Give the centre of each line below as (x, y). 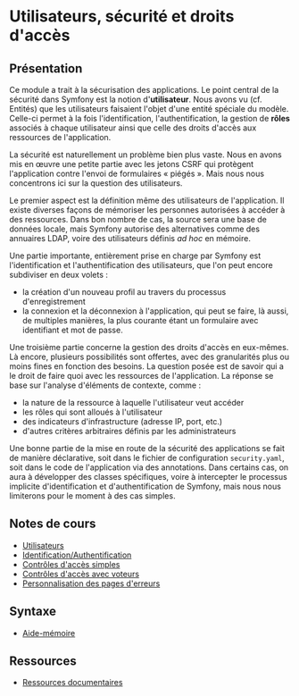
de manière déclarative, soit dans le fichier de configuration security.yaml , (147, 458)
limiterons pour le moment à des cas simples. (92, 496)
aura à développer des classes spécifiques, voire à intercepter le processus (148, 477)
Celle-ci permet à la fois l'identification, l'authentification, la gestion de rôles (149, 118)
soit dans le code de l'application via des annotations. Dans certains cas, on (149, 467)
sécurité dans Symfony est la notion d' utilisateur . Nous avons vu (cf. (136, 99)
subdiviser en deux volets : (59, 275)
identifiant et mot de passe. (72, 330)
